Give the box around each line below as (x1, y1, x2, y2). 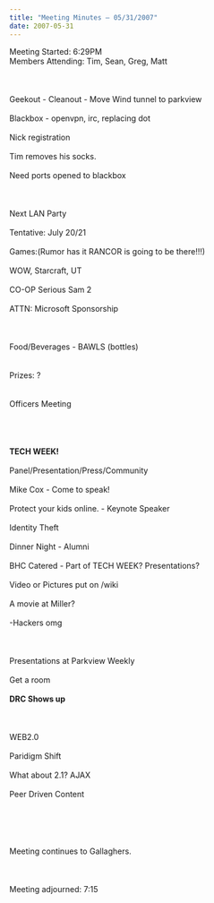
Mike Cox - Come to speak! (9, 484, 110, 494)
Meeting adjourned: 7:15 (9, 883, 98, 894)
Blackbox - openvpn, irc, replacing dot (9, 113, 150, 124)
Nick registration (9, 132, 71, 142)
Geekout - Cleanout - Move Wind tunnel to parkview (9, 93, 202, 104)
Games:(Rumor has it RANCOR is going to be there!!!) (9, 245, 206, 256)
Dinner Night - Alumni (9, 541, 90, 552)
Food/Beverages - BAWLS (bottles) (9, 341, 139, 352)
